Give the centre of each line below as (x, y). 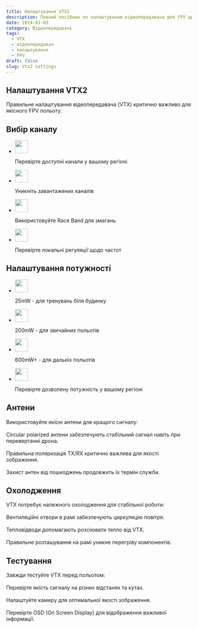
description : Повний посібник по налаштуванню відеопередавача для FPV (96, 17)
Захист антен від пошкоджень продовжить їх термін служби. (83, 472)
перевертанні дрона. (32, 440)
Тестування (29, 561)
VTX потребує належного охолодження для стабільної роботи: (85, 505)
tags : (13, 34)
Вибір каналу (32, 129)
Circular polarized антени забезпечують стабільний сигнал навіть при (93, 435)
